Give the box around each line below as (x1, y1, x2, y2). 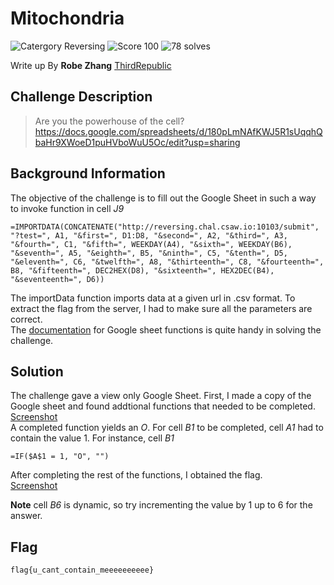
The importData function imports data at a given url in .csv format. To (10, 292, 296, 304)
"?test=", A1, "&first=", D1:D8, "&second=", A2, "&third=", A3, (10, 230, 288, 241)
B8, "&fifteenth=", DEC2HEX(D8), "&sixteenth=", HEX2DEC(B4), (10, 265, 275, 276)
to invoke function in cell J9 (10, 202, 125, 214)
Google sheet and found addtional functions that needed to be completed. (10, 400, 316, 412)
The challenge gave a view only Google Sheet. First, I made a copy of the (10, 390, 312, 402)
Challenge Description (10, 88, 153, 106)
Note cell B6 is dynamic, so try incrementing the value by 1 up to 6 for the (10, 499, 313, 511)
